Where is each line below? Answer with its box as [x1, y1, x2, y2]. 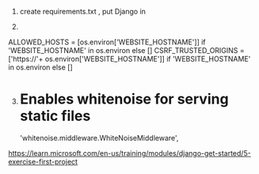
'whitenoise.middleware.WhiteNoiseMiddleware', [19, 133, 179, 142]
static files [19, 107, 91, 125]
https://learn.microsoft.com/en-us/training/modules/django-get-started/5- [8, 148, 251, 157]
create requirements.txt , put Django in [19, 7, 147, 16]
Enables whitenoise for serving [19, 90, 229, 108]
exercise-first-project [8, 157, 78, 166]
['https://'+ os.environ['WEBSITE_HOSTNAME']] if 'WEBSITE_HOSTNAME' [8, 55, 251, 63]
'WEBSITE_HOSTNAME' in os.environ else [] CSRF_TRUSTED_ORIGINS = [8, 46, 246, 55]
